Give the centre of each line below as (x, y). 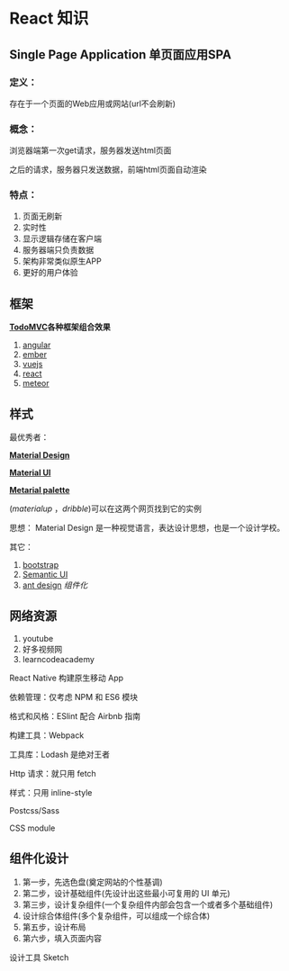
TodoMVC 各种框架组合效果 (60, 327)
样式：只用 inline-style (51, 792)
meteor (36, 383)
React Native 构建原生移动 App (67, 678)
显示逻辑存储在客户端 (62, 238)
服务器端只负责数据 (58, 250)
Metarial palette (40, 490)
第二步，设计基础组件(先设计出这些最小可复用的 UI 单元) (126, 893)
